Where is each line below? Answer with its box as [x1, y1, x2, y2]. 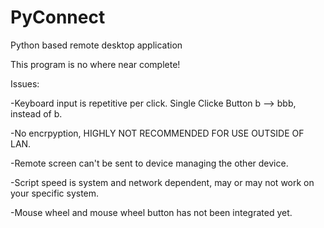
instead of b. [10, 107, 63, 120]
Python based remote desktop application [10, 39, 183, 51]
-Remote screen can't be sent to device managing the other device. [10, 157, 289, 169]
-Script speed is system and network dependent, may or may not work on [10, 176, 315, 188]
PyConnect [10, 6, 106, 29]
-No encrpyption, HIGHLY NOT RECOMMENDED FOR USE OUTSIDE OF [10, 127, 305, 139]
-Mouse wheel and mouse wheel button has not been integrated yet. [10, 206, 293, 218]
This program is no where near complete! [10, 58, 181, 70]
